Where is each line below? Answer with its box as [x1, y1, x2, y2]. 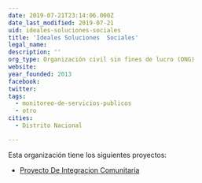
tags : [8, 92, 26, 100]
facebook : [8, 77, 41, 85]
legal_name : [8, 41, 47, 49]
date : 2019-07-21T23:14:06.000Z [8, 11, 114, 20]
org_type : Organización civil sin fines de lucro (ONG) [8, 56, 195, 64]
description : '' [8, 48, 61, 56]
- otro [15, 107, 37, 115]
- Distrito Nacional [15, 121, 83, 129]
